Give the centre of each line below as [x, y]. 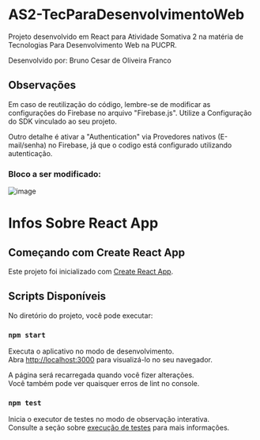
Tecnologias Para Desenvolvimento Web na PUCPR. [93, 44]
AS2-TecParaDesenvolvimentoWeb [126, 15]
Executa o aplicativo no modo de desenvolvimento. [91, 351]
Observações [42, 85]
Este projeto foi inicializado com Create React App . [91, 272]
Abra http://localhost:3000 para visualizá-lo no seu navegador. [111, 360]
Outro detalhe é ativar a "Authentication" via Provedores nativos [112, 136]
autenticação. [30, 153]
